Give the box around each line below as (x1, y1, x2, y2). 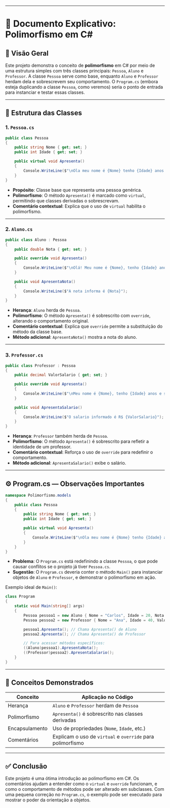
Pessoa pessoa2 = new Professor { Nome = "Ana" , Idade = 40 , (23, 617, 155, 623)
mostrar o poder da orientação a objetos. (5, 797, 91, 803)
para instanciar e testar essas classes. (5, 89, 85, 95)
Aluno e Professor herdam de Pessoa (52, 702, 139, 709)
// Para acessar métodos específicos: (23, 641, 105, 646)
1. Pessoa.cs (5, 124, 34, 131)
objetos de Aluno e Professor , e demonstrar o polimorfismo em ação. (12, 574, 156, 581)
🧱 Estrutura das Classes (5, 109, 82, 117)
